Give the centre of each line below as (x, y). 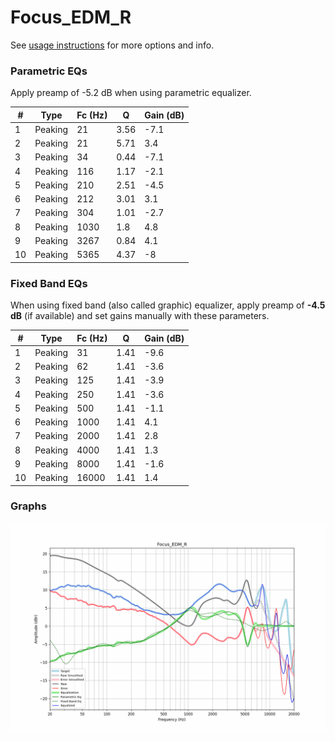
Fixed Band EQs (49, 283)
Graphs (28, 506)
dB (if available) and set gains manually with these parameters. (140, 316)
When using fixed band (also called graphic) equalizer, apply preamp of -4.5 (168, 305)
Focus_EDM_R (71, 17)
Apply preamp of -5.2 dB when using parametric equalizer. (131, 93)
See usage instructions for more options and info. (112, 45)
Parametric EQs (49, 71)
